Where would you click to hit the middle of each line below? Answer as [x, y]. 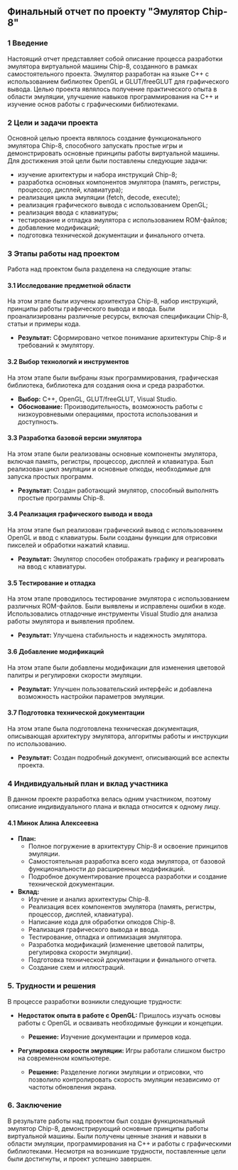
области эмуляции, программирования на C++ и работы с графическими [119, 1144]
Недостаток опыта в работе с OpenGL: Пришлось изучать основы [119, 1015]
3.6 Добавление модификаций [56, 651]
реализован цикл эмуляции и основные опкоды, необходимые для [109, 469]
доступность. [38, 421]
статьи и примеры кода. [44, 324]
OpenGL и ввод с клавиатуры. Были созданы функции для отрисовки [113, 538]
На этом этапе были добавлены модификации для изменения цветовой [116, 667]
